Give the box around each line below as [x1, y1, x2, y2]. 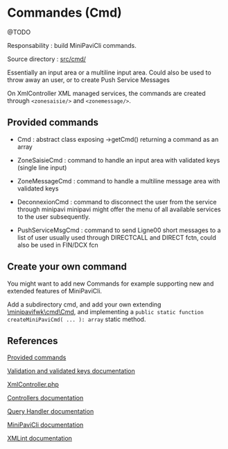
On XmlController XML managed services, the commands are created [7, 89, 206, 97]
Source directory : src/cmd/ [7, 54, 87, 63]
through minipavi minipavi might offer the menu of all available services [17, 205, 221, 213]
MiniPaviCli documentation [7, 421, 84, 429]
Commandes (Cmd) [7, 5, 123, 21]
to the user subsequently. [17, 212, 90, 220]
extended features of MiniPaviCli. [7, 286, 103, 295]
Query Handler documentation [7, 407, 94, 416]
